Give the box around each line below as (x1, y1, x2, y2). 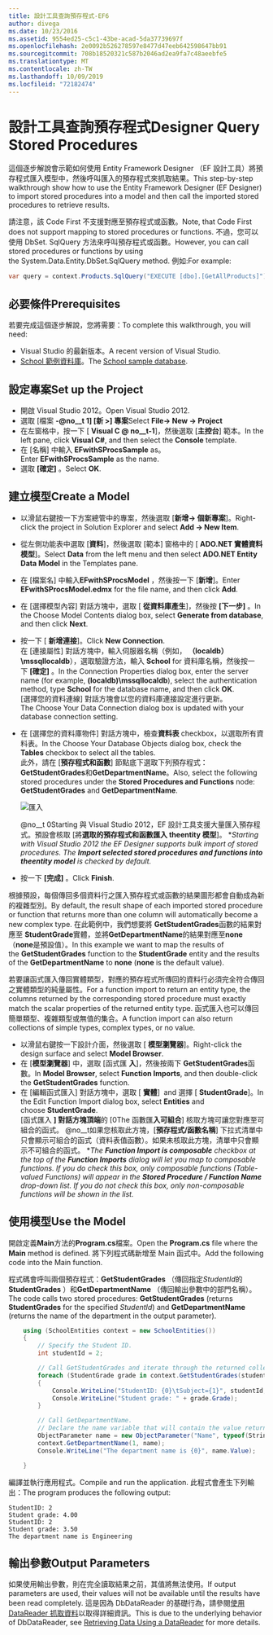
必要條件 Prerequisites (8, 297, 120, 310)
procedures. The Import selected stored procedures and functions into (19, 847, 263, 857)
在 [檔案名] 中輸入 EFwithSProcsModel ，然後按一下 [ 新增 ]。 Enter (19, 575, 240, 585)
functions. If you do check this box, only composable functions (19, 1163, 232, 1173)
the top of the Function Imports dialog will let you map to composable (19, 1154, 256, 1164)
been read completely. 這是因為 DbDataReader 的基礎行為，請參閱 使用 (8, 1598, 245, 1608)
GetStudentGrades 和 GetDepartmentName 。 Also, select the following (19, 767, 258, 777)
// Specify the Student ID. (37, 1342, 132, 1350)
